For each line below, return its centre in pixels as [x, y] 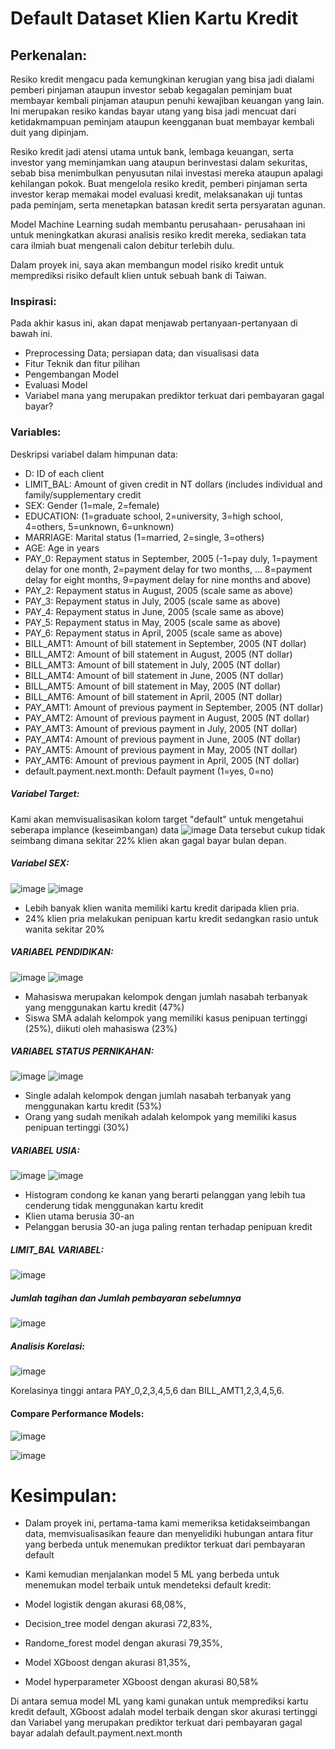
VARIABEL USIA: [45, 1151]
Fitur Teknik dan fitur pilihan [82, 364]
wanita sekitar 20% [64, 929]
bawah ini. [31, 334]
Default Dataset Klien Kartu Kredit [154, 18]
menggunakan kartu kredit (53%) [93, 1106]
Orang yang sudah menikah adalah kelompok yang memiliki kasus [160, 1117]
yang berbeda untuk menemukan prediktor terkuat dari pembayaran [165, 1544]
